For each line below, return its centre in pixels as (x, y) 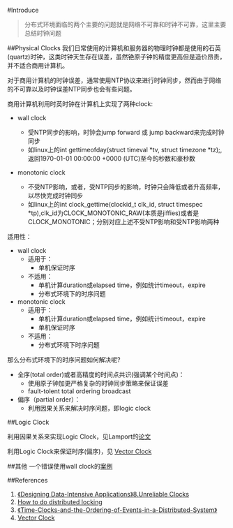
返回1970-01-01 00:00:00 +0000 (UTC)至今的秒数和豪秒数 (112, 159)
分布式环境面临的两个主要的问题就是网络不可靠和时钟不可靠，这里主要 (125, 24)
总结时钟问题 (43, 33)
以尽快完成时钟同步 (55, 196)
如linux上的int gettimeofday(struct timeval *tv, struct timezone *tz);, (125, 150)
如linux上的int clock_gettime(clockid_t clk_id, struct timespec (115, 204)
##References (28, 480)
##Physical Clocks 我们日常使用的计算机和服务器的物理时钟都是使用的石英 (114, 48)
